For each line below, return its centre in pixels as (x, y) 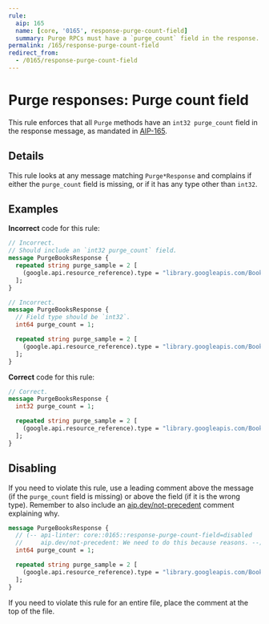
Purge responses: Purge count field (129, 100)
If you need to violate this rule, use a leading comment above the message (131, 488)
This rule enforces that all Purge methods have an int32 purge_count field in (133, 122)
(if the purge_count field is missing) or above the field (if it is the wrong (124, 496)
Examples (33, 209)
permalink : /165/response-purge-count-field (84, 46)
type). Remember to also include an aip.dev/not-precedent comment (121, 504)
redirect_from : (34, 53)
